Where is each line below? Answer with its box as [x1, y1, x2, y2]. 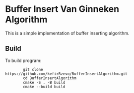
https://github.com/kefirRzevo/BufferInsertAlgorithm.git [5, 71, 128, 76]
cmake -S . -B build [23, 80, 66, 85]
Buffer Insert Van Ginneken [5, 3, 120, 15]
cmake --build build [23, 84, 66, 89]
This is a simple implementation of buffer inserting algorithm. [5, 30, 130, 36]
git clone [23, 67, 43, 72]
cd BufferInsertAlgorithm [23, 75, 77, 81]
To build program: [5, 58, 42, 63]
